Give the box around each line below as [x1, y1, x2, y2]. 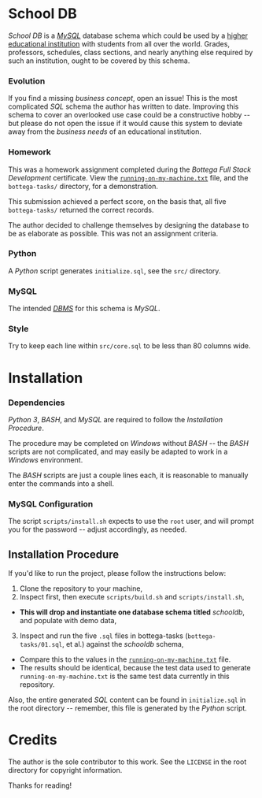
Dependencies [8, 397, 65, 408]
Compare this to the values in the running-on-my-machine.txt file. [19, 655, 231, 664]
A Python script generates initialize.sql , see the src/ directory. [8, 265, 221, 276]
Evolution [8, 76, 46, 87]
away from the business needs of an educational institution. [8, 127, 202, 136]
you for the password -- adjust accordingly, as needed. [8, 525, 187, 534]
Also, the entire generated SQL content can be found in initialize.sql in [8, 695, 246, 705]
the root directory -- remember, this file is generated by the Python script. [8, 703, 248, 713]
